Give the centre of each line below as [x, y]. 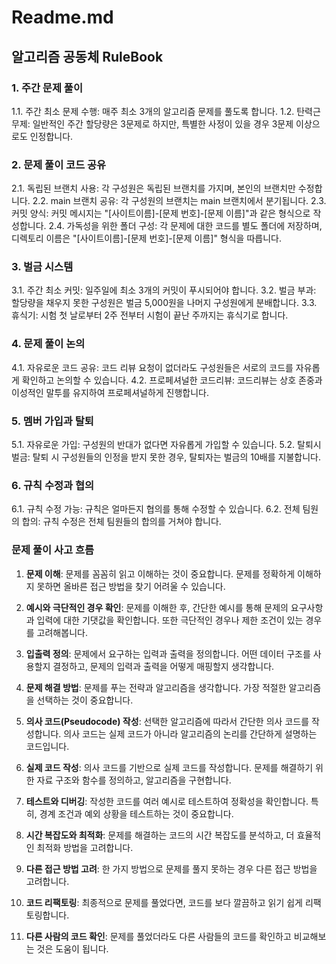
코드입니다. [47, 746]
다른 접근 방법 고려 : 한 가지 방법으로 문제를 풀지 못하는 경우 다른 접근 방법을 [171, 868]
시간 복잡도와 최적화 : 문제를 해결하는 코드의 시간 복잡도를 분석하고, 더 [160, 835]
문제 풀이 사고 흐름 [53, 550]
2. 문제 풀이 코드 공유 [59, 164]
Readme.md [62, 17]
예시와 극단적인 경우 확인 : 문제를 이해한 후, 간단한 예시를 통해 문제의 [157, 607]
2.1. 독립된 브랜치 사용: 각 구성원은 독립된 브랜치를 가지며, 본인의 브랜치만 [153, 188]
